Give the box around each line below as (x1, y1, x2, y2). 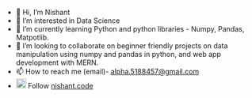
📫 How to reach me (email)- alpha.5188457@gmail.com (15, 67, 200, 76)
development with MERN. (15, 58, 99, 67)
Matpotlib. (15, 32, 49, 42)
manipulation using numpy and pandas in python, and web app (15, 50, 222, 58)
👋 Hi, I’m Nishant (15, 8, 71, 17)
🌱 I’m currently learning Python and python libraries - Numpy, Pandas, (15, 24, 245, 33)
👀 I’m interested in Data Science (15, 16, 120, 25)
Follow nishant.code (27, 81, 94, 90)
